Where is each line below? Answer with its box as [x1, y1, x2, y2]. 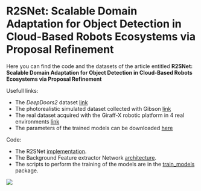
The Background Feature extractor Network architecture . [14, 154, 157, 161]
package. [14, 167, 39, 174]
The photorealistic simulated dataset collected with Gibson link [14, 105, 171, 112]
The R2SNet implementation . [14, 148, 87, 155]
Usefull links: [6, 87, 39, 94]
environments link [14, 117, 60, 125]
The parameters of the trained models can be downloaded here [14, 124, 173, 131]
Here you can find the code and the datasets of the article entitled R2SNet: [6, 62, 193, 70]
